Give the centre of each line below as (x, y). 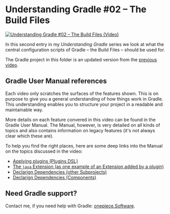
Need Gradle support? (41, 193)
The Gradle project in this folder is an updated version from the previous (81, 59)
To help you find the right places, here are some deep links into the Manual (84, 146)
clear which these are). (29, 136)
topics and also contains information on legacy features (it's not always (80, 130)
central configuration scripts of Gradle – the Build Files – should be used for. (85, 50)
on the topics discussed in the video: (44, 151)
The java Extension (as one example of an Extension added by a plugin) (88, 167)
